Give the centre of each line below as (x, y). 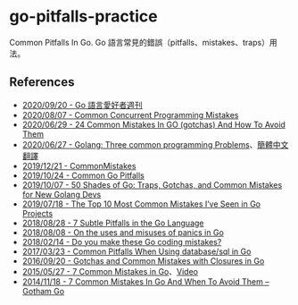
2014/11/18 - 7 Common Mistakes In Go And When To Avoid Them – (145, 281)
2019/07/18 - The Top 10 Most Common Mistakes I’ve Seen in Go (141, 204)
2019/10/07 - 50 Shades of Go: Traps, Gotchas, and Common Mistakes (152, 184)
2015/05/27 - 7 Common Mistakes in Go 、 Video (110, 271)
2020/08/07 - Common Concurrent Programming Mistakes (130, 114)
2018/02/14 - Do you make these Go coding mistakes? (122, 241)
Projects (37, 213)
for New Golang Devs (62, 194)
